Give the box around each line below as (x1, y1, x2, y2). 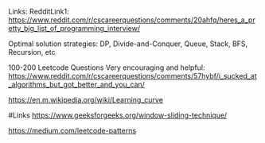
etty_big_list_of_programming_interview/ (8, 24, 141, 33)
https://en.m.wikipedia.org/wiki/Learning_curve (8, 95, 163, 104)
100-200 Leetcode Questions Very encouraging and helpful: (8, 63, 205, 72)
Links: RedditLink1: (8, 7, 69, 16)
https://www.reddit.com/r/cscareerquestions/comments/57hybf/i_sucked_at (8, 71, 257, 80)
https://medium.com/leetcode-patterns (8, 126, 137, 135)
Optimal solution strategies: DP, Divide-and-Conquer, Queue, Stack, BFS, (8, 39, 248, 48)
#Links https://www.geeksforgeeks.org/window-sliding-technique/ (8, 110, 228, 120)
